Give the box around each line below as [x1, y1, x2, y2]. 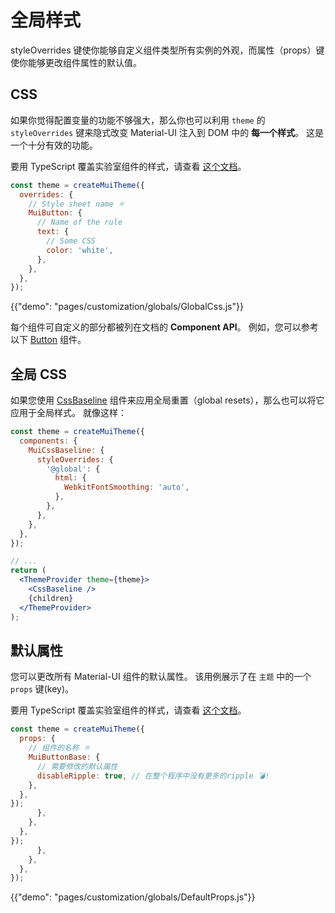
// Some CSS [46, 236, 97, 246]
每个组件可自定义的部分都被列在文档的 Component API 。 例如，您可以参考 [10, 321, 319, 333]
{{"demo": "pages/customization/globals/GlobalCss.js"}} [10, 301, 244, 313]
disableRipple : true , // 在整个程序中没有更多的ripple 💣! [36, 771, 270, 781]
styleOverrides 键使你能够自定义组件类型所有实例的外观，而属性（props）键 [10, 44, 325, 56]
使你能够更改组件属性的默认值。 [10, 56, 142, 68]
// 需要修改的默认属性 [36, 761, 118, 771]
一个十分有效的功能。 [10, 139, 98, 151]
